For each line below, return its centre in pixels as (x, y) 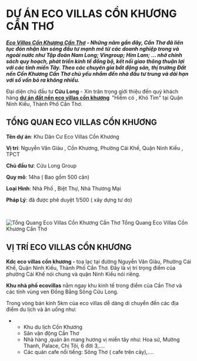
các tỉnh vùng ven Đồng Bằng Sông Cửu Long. (62, 292)
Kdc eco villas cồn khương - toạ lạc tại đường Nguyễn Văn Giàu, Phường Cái (99, 261)
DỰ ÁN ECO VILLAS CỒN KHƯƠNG (91, 14)
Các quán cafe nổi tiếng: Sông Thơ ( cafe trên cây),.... (89, 352)
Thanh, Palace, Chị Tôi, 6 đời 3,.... (64, 346)
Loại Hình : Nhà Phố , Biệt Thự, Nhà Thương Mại (64, 188)
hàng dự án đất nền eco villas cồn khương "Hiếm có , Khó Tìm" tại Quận (95, 98)
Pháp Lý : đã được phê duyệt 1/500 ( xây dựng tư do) (69, 200)
